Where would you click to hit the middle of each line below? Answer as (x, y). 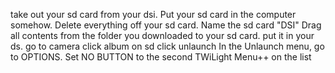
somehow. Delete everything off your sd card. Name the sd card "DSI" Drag (166, 25)
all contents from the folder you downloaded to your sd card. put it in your (162, 35)
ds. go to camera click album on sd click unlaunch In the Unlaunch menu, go (167, 46)
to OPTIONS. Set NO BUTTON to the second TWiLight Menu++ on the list (161, 57)
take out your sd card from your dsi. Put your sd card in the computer (153, 14)
